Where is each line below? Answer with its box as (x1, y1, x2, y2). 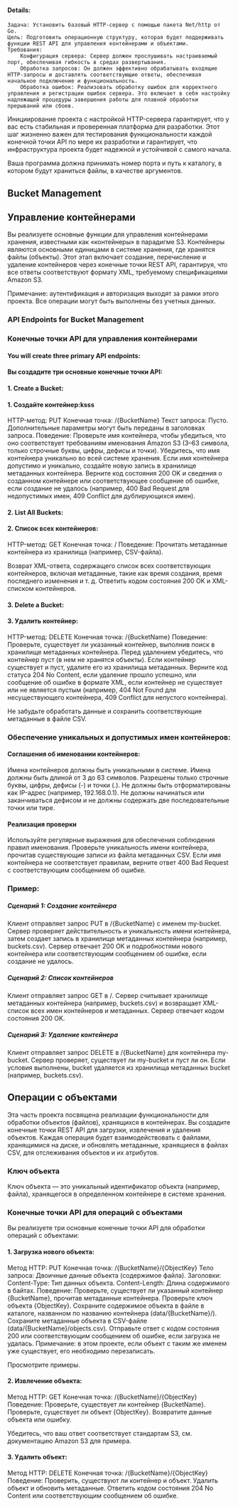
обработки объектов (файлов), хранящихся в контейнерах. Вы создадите (7, 1118, 231, 1126)
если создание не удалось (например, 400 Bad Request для (7, 484, 190, 493)
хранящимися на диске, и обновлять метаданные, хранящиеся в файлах (7, 1140, 229, 1149)
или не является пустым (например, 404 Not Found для (7, 686, 176, 694)
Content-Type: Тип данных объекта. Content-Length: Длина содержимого (7, 1278, 229, 1287)
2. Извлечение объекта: (7, 1377, 82, 1385)
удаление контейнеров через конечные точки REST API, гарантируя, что (7, 261, 228, 269)
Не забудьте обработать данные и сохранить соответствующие (7, 707, 202, 715)
